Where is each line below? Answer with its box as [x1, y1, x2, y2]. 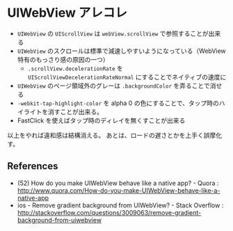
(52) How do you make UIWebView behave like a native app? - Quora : [17, 179, 219, 187]
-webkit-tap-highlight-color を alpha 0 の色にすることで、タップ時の [17, 99, 219, 107]
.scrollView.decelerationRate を [27, 64, 123, 72]
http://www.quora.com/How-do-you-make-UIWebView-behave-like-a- [17, 186, 220, 194]
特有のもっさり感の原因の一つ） [17, 55, 109, 63]
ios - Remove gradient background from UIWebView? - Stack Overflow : [17, 201, 224, 209]
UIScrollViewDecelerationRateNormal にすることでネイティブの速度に [27, 72, 227, 81]
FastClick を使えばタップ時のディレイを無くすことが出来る [17, 116, 186, 125]
